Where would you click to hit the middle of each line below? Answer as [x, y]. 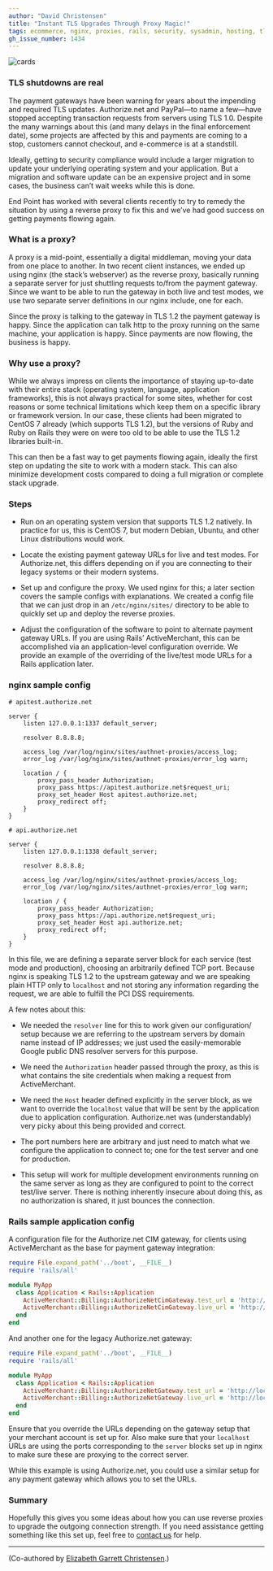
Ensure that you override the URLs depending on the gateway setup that [129, 1429]
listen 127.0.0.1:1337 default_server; [91, 723]
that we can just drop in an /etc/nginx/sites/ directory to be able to [134, 605]
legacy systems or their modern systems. [89, 572]
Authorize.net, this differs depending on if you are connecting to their [136, 564]
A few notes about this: [47, 1009]
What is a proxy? [42, 239]
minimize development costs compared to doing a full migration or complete [136, 474]
